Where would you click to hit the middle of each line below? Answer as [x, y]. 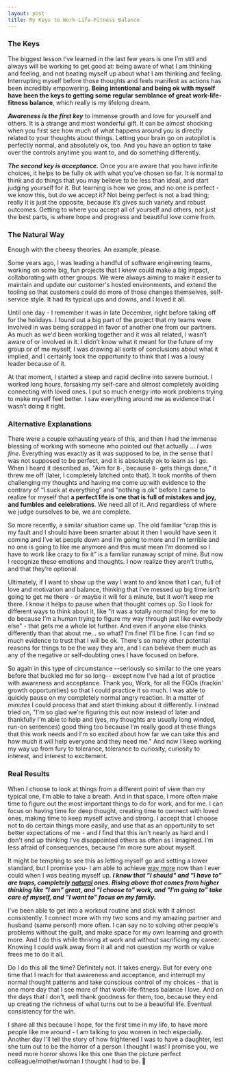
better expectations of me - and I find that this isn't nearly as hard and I [108, 832]
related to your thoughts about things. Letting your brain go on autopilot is [112, 137]
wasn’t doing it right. [37, 407]
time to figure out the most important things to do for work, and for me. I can [115, 803]
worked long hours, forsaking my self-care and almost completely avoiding [113, 385]
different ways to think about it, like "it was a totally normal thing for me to [112, 611]
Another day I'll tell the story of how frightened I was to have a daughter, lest [116, 1039]
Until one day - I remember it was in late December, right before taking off [112, 312]
